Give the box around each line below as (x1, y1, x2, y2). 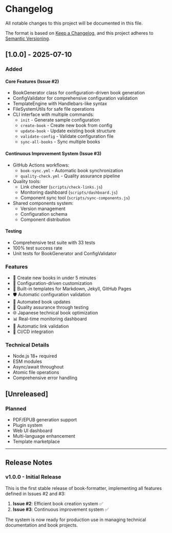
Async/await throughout (12, 364, 64, 370)
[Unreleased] (5, 389, 49, 398)
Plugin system (12, 422, 43, 428)
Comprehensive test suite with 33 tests (12, 239, 96, 245)
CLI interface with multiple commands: (12, 111, 95, 118)
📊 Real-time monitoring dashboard (12, 316, 87, 322)
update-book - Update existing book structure (20, 128, 116, 134)
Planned (5, 405, 27, 412)
